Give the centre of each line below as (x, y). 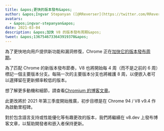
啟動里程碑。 (22, 107)
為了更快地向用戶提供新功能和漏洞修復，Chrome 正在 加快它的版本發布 (76, 51)
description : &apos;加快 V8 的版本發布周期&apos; (53, 32)
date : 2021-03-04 (23, 28)
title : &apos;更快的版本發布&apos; (39, 10)
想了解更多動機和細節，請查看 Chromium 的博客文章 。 (59, 90)
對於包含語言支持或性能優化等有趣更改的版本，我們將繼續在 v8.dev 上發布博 (82, 117)
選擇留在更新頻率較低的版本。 (39, 80)
